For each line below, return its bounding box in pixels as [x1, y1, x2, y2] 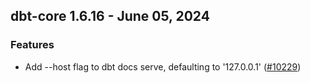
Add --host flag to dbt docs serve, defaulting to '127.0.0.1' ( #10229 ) [24, 60, 302, 73]
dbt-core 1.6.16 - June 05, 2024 [10, 8, 210, 25]
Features [10, 38, 55, 52]
